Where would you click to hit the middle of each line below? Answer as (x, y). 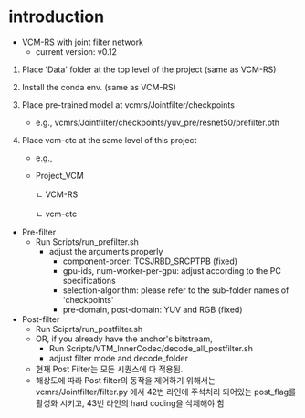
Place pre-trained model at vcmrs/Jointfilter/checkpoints (128, 104)
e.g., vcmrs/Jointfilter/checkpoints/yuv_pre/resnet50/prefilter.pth (158, 122)
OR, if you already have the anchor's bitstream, (124, 339)
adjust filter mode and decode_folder (119, 358)
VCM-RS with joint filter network (82, 42)
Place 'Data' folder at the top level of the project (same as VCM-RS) (149, 69)
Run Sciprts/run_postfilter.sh (89, 329)
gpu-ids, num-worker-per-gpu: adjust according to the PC (172, 270)
